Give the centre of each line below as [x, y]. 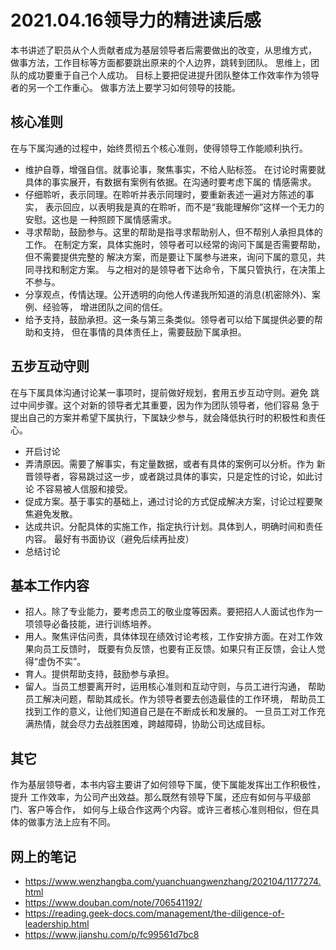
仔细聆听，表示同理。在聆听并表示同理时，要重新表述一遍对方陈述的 [165, 194]
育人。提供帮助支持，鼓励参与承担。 [99, 674]
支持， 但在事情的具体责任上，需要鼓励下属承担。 [144, 332]
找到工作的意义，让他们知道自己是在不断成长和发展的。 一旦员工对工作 [170, 712]
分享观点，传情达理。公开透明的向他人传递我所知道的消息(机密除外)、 [168, 294]
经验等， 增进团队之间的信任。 [105, 307]
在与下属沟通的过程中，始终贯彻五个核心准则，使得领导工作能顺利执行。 [159, 148]
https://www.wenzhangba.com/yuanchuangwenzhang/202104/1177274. [173, 881]
